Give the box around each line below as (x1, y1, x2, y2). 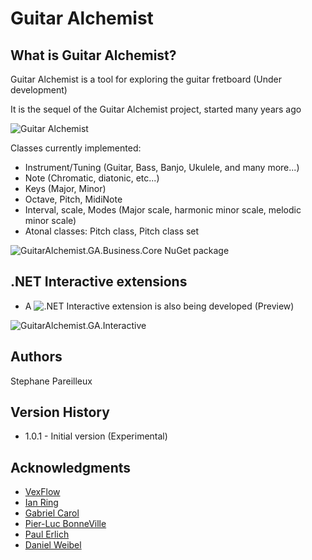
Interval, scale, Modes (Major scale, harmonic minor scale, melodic (24, 204, 302, 216)
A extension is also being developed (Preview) (24, 300, 295, 312)
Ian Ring (24, 497, 59, 509)
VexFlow (24, 486, 61, 498)
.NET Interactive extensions (10, 273, 188, 291)
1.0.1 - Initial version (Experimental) (24, 430, 168, 442)
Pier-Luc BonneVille (24, 518, 107, 530)
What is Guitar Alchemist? (10, 47, 177, 64)
